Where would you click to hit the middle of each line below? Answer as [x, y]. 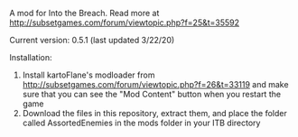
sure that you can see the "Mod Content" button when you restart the [152, 94]
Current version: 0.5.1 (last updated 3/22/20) [92, 40]
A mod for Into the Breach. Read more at [84, 13]
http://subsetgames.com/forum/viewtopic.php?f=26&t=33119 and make [155, 84]
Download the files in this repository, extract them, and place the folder [154, 113]
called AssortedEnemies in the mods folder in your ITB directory [141, 123]
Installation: [31, 57]
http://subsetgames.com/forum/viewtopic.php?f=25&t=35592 [125, 23]
